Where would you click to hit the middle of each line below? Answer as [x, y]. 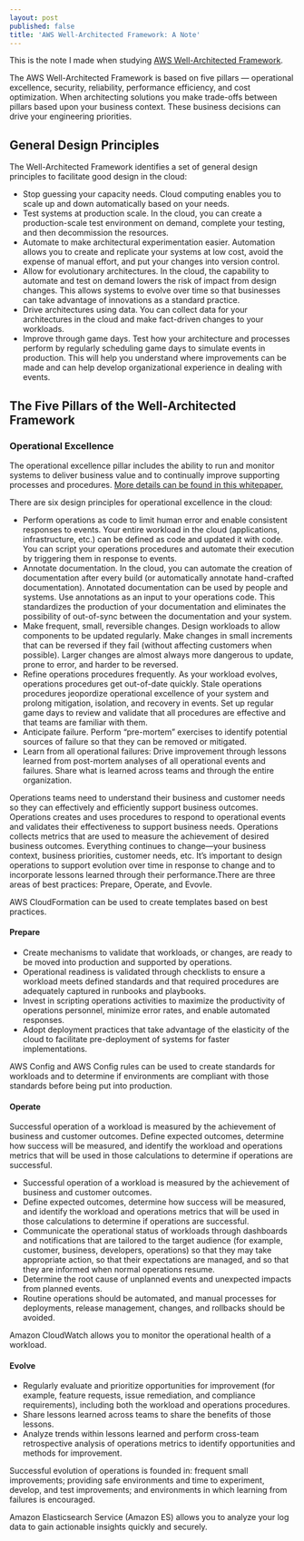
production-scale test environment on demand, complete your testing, [154, 223]
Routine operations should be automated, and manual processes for [149, 1299]
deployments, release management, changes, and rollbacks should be [154, 1308]
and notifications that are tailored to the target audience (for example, [152, 1241]
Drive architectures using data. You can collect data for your [135, 310]
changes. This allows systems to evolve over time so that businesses [152, 290]
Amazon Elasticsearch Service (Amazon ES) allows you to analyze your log [149, 1517]
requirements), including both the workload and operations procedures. [156, 1405]
